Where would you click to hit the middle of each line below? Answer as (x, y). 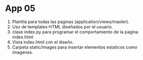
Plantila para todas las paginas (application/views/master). (71, 22)
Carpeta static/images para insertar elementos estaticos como (75, 47)
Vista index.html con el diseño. (43, 42)
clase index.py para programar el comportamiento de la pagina (75, 32)
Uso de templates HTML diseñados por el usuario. (62, 26)
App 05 (20, 8)
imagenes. (22, 52)
